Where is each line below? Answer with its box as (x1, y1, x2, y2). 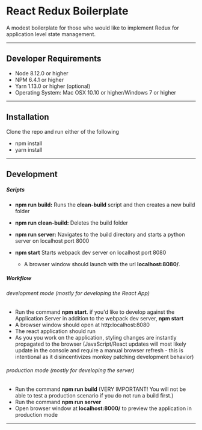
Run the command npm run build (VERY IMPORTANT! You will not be (14, 385, 186, 393)
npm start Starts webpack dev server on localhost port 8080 (14, 249, 167, 256)
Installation (6, 112, 49, 122)
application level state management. (6, 30, 96, 37)
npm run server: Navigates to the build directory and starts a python (14, 231, 185, 238)
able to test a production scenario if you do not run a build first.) (14, 391, 174, 399)
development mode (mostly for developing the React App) (6, 289, 150, 296)
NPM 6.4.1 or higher (14, 76, 64, 83)
